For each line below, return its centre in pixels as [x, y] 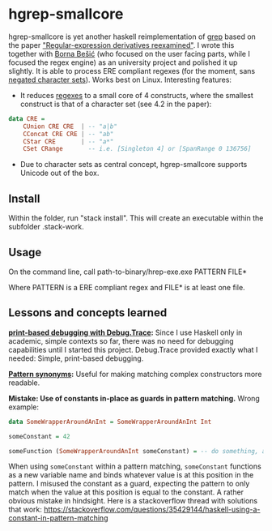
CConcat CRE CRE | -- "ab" [68, 134]
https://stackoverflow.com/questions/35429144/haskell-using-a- [152, 510]
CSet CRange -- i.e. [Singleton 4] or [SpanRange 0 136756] [137, 149]
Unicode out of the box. [59, 173]
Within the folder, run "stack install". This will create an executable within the [136, 218]
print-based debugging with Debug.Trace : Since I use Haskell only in [125, 332]
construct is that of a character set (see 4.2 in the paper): [116, 104]
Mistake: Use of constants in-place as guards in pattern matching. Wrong [134, 398]
